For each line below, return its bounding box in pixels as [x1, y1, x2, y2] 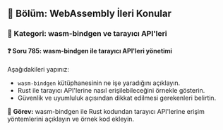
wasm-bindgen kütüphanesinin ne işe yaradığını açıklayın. [17, 79, 181, 87]
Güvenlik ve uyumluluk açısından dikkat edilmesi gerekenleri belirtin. [17, 93, 217, 102]
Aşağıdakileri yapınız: [7, 65, 69, 73]
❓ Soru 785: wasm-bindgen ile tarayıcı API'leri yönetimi [7, 46, 173, 55]
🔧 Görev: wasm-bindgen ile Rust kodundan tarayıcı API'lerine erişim [7, 107, 205, 115]
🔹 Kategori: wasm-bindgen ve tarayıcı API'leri [7, 29, 167, 39]
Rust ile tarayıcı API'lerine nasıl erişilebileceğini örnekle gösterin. [17, 86, 205, 94]
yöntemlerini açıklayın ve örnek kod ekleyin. [7, 115, 135, 123]
